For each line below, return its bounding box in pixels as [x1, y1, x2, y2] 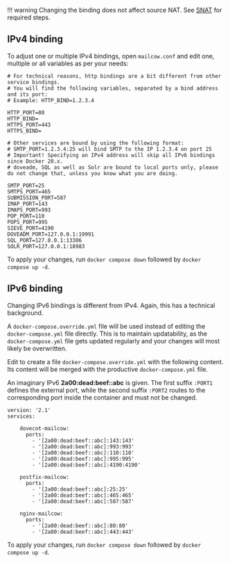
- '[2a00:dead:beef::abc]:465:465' [32, 491, 135, 499]
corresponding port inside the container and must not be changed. [7, 393, 197, 402]
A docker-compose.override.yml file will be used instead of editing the [7, 322, 206, 330]
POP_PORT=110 [7, 212, 45, 220]
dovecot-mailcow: [19, 425, 70, 432]
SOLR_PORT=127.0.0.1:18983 [7, 243, 85, 250]
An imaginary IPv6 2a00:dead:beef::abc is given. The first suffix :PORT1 [7, 378, 213, 386]
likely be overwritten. [7, 344, 67, 352]
